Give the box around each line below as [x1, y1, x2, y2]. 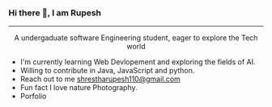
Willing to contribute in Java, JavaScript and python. [19, 66, 195, 76]
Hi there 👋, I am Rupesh [8, 7, 102, 19]
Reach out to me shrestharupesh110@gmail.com [19, 74, 181, 84]
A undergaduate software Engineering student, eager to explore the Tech [14, 33, 258, 43]
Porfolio [19, 92, 47, 101]
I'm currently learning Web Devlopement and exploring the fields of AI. [19, 57, 256, 67]
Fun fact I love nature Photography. [19, 83, 138, 93]
